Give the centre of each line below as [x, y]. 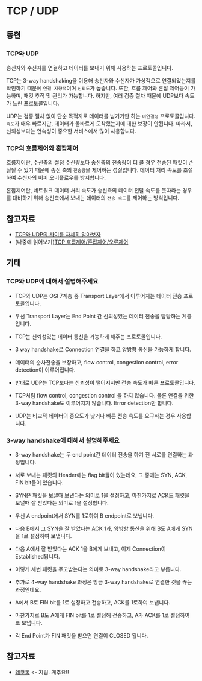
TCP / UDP [32, 11]
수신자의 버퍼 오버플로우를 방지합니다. [62, 178]
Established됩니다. [37, 556]
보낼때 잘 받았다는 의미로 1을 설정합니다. [62, 502]
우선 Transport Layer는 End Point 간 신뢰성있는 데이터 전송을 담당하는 [98, 316]
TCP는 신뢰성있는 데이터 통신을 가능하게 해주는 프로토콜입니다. [88, 337]
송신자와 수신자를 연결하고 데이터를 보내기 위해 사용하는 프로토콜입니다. [90, 68]
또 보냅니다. [29, 622]
